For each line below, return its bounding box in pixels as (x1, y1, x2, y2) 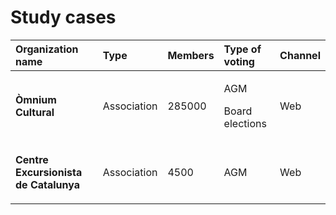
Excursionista (15, 165, 83, 179)
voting (223, 54, 255, 68)
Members (167, 48, 215, 62)
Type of (223, 42, 262, 56)
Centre (15, 152, 49, 166)
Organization (15, 42, 79, 56)
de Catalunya (15, 177, 81, 191)
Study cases (10, 6, 117, 29)
